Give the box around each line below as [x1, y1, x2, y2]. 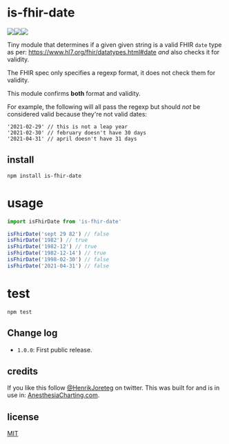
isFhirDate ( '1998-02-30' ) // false [7, 256, 110, 263]
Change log [7, 327, 58, 339]
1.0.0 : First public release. [17, 345, 92, 354]
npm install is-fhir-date [7, 172, 81, 179]
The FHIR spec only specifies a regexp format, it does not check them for [7, 68, 216, 77]
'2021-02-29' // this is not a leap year [7, 123, 128, 130]
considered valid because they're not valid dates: [7, 110, 147, 118]
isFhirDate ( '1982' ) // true [7, 236, 88, 244]
